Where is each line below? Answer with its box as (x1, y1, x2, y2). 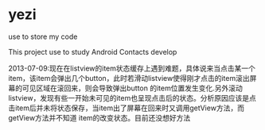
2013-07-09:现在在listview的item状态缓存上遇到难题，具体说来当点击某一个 (8, 63, 256, 73)
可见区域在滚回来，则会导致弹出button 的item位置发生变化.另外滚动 (21, 83, 243, 93)
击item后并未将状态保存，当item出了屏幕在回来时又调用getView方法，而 (8, 103, 245, 113)
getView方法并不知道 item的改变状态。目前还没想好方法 (8, 113, 191, 122)
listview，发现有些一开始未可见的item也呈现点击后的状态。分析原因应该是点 (8, 93, 256, 102)
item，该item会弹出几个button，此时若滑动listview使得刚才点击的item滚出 (8, 73, 250, 82)
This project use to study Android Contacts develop (8, 47, 177, 56)
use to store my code (8, 32, 78, 41)
